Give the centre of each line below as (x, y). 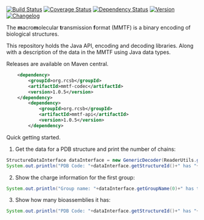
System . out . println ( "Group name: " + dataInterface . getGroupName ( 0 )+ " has (100, 188)
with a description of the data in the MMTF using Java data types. (89, 52)
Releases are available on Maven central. (57, 64)
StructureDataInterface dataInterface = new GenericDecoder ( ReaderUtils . (102, 160)
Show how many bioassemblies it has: (63, 200)
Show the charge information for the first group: (75, 177)
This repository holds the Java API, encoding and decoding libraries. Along (100, 46)
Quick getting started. (33, 137)
